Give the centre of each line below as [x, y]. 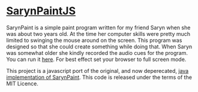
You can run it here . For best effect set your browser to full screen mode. [96, 59]
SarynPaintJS [41, 11]
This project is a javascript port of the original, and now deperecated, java [97, 70]
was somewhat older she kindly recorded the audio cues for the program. [97, 53]
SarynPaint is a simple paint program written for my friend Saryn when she [98, 27]
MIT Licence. [22, 83]
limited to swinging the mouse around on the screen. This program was [94, 40]
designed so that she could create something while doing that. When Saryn [99, 47]
